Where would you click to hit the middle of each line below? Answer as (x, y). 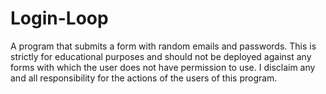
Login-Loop (59, 18)
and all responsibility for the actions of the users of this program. (144, 78)
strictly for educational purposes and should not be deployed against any (161, 56)
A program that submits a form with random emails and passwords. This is (163, 46)
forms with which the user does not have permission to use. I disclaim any (163, 67)
